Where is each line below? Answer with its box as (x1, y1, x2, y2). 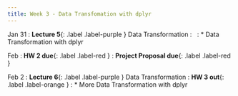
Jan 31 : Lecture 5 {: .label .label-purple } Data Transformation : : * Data (7, 30, 219, 38)
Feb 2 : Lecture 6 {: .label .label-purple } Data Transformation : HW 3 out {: (7, 73, 224, 81)
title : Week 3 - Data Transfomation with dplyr (7, 10, 152, 18)
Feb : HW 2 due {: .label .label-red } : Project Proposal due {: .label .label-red (7, 51, 231, 60)
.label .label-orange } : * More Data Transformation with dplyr (7, 80, 188, 89)
